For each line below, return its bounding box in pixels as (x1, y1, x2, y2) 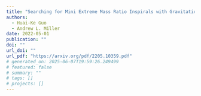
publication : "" (6, 36, 47, 42)
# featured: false (6, 64, 52, 70)
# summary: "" (6, 70, 42, 76)
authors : (6, 14, 28, 20)
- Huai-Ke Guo (11, 20, 47, 26)
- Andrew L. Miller (11, 25, 60, 32)
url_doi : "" (6, 48, 36, 54)
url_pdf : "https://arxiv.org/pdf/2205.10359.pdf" (6, 53, 133, 59)
